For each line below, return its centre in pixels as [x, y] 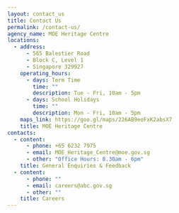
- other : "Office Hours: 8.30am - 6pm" [85, 159]
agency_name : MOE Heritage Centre [58, 34]
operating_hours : [46, 73]
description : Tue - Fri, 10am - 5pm [87, 93]
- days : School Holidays [63, 100]
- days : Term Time [53, 80]
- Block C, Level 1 [54, 60]
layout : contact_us [36, 14]
